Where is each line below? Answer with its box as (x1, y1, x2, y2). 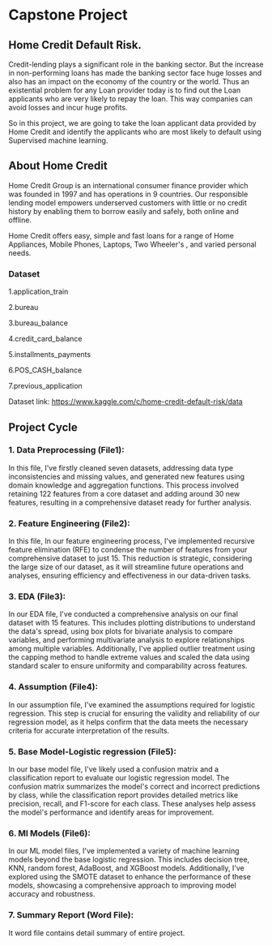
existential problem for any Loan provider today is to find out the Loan (8, 85, 241, 95)
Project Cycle (8, 420, 79, 434)
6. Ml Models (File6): (8, 828, 91, 839)
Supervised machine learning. (8, 135, 108, 145)
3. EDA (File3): (8, 591, 66, 602)
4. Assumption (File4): (8, 682, 99, 693)
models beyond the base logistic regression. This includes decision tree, (8, 854, 250, 865)
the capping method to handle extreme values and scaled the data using (8, 652, 250, 662)
